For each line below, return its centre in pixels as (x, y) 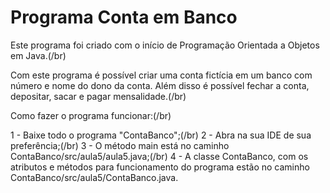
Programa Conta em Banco (124, 17)
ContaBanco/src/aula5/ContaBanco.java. (94, 177)
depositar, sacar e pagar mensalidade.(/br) (98, 96)
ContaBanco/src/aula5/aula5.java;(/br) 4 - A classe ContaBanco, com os (159, 156)
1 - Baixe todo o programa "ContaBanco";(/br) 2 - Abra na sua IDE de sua (161, 135)
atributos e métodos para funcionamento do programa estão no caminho (160, 167)
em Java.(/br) (38, 55)
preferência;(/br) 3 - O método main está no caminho (120, 145)
